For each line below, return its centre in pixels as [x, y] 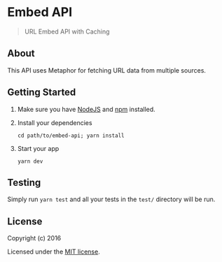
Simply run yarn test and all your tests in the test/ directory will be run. [111, 199]
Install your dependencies [55, 122]
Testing [24, 182]
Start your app [38, 148]
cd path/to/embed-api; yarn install [71, 136]
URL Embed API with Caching [67, 31]
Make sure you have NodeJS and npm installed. [86, 109]
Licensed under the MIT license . [54, 252]
